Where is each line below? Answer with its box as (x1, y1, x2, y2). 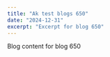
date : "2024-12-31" (7, 17, 64, 24)
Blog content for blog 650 (7, 42, 81, 51)
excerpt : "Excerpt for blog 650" (7, 23, 104, 30)
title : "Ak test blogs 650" (7, 10, 89, 17)
